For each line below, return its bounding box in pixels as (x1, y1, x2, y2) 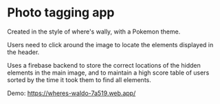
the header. (7, 48, 40, 56)
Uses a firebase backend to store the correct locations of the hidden (7, 61, 201, 69)
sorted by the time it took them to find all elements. (7, 75, 151, 83)
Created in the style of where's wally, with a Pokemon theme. (7, 27, 181, 36)
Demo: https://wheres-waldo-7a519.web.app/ (7, 89, 136, 97)
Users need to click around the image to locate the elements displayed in (7, 40, 214, 49)
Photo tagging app (7, 5, 115, 21)
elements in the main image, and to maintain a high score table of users (7, 68, 210, 77)
